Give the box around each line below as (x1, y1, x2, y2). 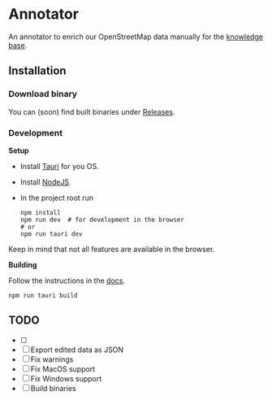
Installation (8, 64, 67, 78)
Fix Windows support (30, 373, 102, 383)
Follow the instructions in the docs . (8, 276, 126, 285)
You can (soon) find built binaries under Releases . (8, 107, 175, 116)
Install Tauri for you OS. (19, 161, 99, 171)
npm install (19, 208, 61, 216)
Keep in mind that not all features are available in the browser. (8, 244, 215, 254)
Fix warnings (30, 354, 74, 364)
